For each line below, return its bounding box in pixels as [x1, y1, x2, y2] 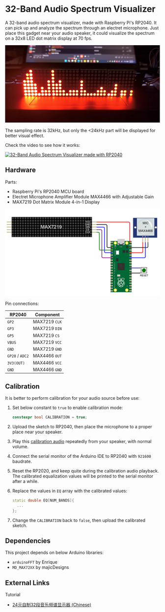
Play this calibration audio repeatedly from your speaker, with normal [12, 438, 152, 444]
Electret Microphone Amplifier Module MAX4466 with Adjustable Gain [12, 194, 154, 199]
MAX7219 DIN [32, 326, 62, 332]
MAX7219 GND [32, 346, 62, 352]
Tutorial [5, 592, 21, 598]
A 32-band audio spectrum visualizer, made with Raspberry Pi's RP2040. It [5, 20, 157, 26]
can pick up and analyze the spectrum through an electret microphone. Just [5, 25, 159, 30]
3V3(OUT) [7, 361, 26, 365]
